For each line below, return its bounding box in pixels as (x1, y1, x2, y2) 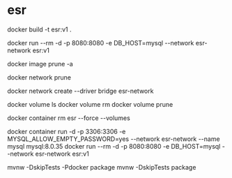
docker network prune (7, 73, 72, 82)
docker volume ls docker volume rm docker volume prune (7, 100, 173, 108)
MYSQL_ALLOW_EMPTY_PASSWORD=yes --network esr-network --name (7, 135, 221, 143)
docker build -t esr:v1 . (7, 25, 72, 34)
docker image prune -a (7, 59, 73, 68)
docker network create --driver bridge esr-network (7, 87, 154, 95)
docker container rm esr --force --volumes (7, 114, 130, 122)
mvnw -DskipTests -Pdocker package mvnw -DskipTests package (7, 163, 196, 171)
